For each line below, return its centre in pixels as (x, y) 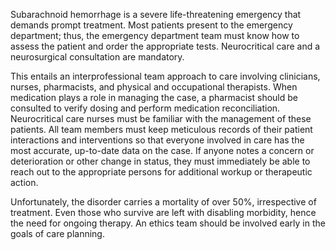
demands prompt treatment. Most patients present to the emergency (151, 25)
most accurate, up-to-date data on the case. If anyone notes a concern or (162, 150)
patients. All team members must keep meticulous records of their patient (161, 129)
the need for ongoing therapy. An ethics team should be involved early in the (168, 223)
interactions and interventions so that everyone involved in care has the (157, 140)
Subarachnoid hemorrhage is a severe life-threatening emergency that (156, 14)
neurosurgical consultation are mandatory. (97, 57)
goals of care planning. (57, 233)
